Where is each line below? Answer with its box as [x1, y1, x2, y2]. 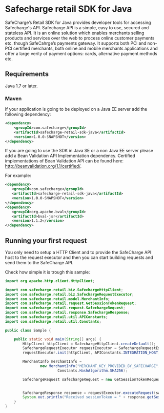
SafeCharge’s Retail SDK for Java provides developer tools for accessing [5, 20, 151, 25]
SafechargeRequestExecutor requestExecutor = [22, 346, 117, 351]
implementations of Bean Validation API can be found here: [5, 158, 123, 164]
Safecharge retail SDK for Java [5, 3, 132, 15]
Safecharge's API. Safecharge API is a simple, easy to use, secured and [5, 24, 149, 30]
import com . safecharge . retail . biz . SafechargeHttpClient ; [5, 287, 123, 292]
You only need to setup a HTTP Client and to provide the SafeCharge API [5, 249, 152, 255]
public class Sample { [5, 328, 51, 333]
